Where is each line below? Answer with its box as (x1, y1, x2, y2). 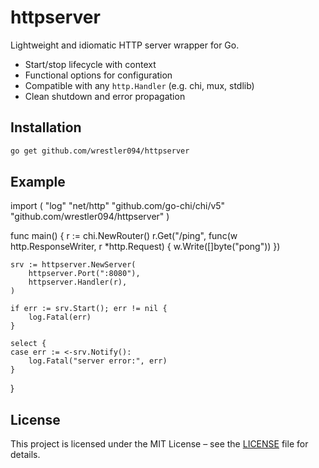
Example (10, 174, 66, 191)
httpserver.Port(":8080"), (28, 269, 141, 279)
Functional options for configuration (24, 69, 173, 81)
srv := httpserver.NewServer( (10, 260, 137, 270)
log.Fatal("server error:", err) (28, 356, 168, 366)
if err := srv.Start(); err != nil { (10, 304, 168, 314)
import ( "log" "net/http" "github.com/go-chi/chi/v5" (10, 200, 226, 212)
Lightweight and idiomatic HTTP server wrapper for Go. (10, 39, 240, 51)
